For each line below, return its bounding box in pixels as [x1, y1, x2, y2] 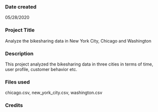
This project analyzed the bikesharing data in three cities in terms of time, [5, 61, 153, 67]
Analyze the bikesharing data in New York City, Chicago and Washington [5, 38, 152, 44]
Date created [5, 3, 37, 10]
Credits [5, 102, 23, 109]
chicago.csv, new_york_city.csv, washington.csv [5, 90, 103, 96]
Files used [5, 78, 30, 85]
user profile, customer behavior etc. [5, 66, 77, 72]
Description [5, 50, 34, 57]
